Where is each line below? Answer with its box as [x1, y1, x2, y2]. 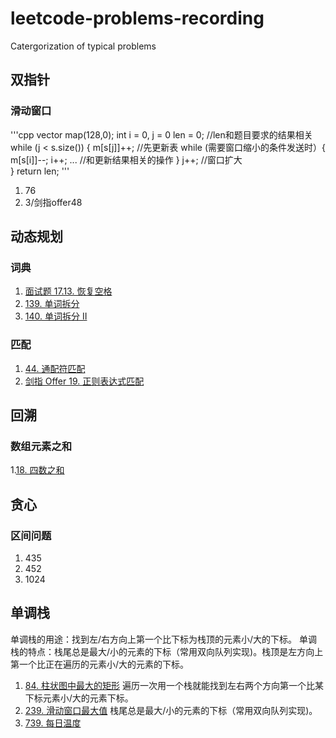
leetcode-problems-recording [10, 7, 265, 30]
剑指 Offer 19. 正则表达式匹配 [24, 375, 145, 387]
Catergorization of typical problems [10, 40, 157, 52]
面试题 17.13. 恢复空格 [24, 285, 113, 297]
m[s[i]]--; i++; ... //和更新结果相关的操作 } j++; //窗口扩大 [10, 153, 243, 166]
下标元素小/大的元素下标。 [24, 692, 134, 704]
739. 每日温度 [24, 717, 82, 729]
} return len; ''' [10, 165, 70, 177]
